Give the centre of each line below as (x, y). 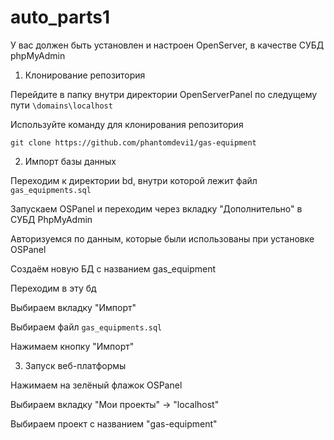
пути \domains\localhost (61, 105)
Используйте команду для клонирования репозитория (127, 124)
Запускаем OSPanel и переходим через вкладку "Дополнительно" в (156, 208)
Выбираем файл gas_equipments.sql (86, 327)
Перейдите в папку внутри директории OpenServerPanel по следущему (164, 94)
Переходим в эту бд (53, 288)
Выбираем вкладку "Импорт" (73, 307)
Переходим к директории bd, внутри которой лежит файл (134, 180)
